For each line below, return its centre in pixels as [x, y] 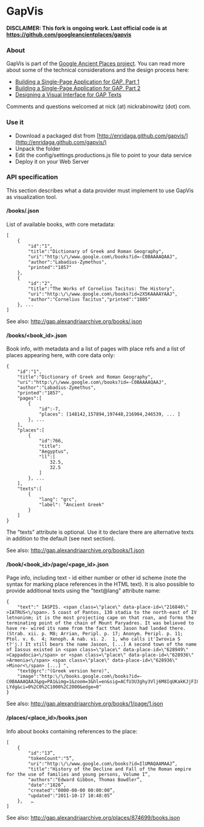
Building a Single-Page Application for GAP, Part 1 [77, 82]
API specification [32, 177]
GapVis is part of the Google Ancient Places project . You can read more [96, 64]
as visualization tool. [32, 197]
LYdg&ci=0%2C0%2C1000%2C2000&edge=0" [54, 687]
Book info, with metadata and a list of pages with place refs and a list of [96, 349]
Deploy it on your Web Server [52, 161]
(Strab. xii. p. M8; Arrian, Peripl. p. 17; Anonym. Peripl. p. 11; [95, 634]
